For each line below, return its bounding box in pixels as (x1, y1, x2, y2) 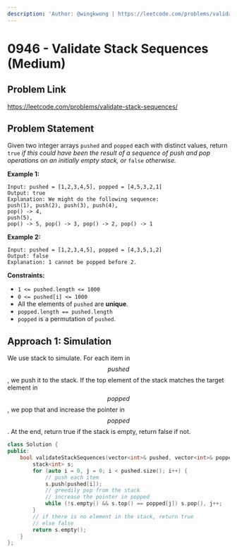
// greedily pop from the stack (44, 487, 140, 494)
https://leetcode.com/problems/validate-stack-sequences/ (7, 102, 178, 111)
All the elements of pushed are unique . (17, 300, 128, 309)
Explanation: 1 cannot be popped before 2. (7, 259, 138, 266)
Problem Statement (7, 123, 95, 135)
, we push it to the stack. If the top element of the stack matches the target (7, 376, 224, 385)
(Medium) (7, 56, 66, 71)
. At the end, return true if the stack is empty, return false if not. (7, 428, 191, 436)
